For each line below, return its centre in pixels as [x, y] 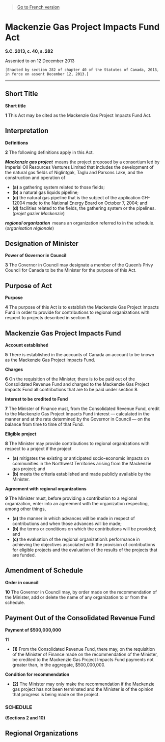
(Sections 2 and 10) [25, 718]
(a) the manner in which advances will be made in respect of [73, 518]
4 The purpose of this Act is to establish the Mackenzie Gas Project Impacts [82, 307]
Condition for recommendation [37, 674]
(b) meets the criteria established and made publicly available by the [82, 474]
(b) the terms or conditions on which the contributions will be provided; [84, 529]
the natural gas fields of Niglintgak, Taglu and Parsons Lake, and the [74, 172]
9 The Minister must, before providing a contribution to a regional [71, 498]
